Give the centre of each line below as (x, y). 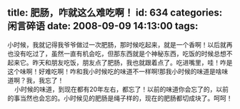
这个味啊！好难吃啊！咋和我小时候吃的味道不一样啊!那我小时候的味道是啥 (115, 71)
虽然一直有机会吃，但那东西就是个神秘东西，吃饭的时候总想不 (142, 53)
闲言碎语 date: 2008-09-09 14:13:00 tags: (103, 26)
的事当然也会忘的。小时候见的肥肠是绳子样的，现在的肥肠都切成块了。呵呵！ (120, 98)
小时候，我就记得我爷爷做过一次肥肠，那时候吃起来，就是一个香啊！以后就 (117, 44)
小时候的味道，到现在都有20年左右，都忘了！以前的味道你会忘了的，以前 (121, 89)
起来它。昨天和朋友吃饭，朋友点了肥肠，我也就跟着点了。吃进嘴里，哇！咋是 (120, 62)
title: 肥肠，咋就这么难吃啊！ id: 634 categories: (115, 13)
